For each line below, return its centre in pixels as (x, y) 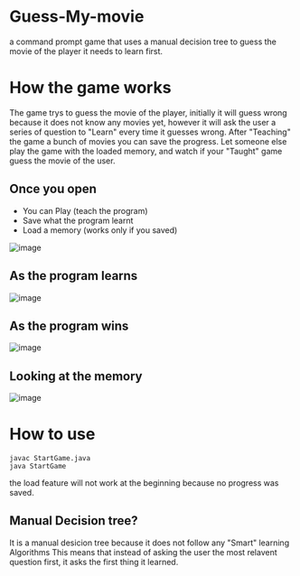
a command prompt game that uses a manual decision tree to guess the (143, 42)
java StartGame (38, 467)
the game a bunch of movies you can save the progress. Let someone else (148, 141)
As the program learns (74, 276)
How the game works (90, 88)
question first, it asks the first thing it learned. (94, 562)
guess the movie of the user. (62, 161)
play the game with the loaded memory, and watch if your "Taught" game (146, 151)
